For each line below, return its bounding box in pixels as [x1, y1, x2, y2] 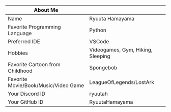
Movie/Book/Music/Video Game [8, 82, 84, 89]
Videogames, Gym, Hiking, [89, 46, 153, 53]
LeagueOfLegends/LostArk [89, 79, 154, 86]
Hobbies [8, 49, 28, 57]
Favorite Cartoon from [8, 61, 61, 68]
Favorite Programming [8, 23, 61, 30]
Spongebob [89, 64, 118, 71]
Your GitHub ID [8, 99, 44, 105]
